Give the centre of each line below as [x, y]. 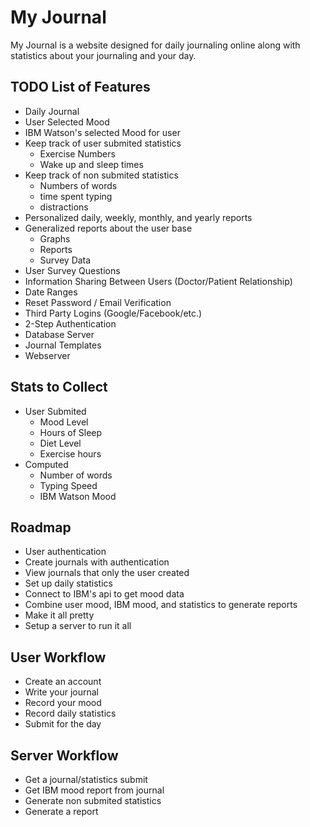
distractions [64, 207]
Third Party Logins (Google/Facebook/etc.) [113, 313]
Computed [46, 464]
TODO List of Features [80, 87]
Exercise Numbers [77, 153]
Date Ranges [51, 292]
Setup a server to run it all [78, 626]
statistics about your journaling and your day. [103, 55]
